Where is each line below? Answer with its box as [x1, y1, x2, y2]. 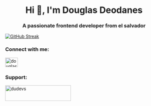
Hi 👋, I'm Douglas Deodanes [25, 4, 143, 16]
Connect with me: [5, 46, 49, 53]
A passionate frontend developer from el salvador [22, 22, 146, 29]
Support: [5, 74, 27, 81]
